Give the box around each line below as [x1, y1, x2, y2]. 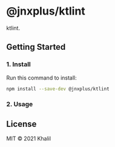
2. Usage [6, 100, 33, 109]
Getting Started [6, 42, 66, 52]
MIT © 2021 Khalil [6, 135, 51, 142]
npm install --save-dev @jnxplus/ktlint [6, 86, 110, 92]
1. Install [6, 60, 31, 69]
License [6, 118, 37, 129]
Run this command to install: [6, 74, 77, 81]
